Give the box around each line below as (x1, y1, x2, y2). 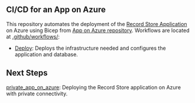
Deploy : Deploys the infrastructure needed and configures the (14, 44, 167, 51)
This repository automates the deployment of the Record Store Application (6, 20, 187, 27)
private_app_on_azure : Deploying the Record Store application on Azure (6, 83, 181, 91)
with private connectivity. (6, 90, 68, 97)
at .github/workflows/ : (6, 33, 60, 40)
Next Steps (6, 68, 48, 78)
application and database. (14, 50, 78, 58)
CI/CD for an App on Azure (6, 5, 106, 15)
